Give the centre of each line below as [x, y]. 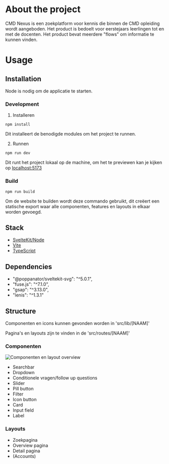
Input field [23, 410]
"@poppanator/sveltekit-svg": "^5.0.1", [52, 279]
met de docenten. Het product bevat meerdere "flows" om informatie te [80, 34]
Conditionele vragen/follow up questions [55, 378]
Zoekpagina [25, 440]
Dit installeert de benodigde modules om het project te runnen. [71, 134]
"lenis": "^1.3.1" [28, 295]
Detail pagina [26, 451]
